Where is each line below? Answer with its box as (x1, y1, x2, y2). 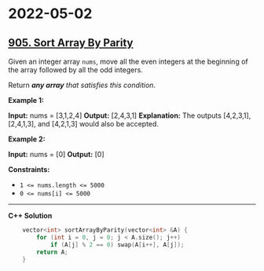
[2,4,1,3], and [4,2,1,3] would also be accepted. (8, 119, 159, 128)
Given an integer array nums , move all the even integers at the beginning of (8, 57, 249, 66)
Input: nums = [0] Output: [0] (8, 150, 104, 159)
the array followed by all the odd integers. (8, 65, 143, 75)
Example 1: (8, 96, 45, 104)
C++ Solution (8, 211, 53, 220)
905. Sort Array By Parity (8, 36, 134, 49)
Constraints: (8, 165, 50, 174)
